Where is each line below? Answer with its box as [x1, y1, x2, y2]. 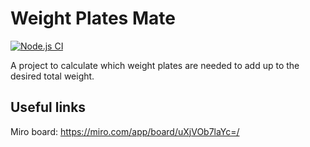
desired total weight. [10, 70, 95, 82]
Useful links [10, 99, 87, 116]
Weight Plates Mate [10, 7, 176, 30]
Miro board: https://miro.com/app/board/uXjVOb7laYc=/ [10, 125, 240, 137]
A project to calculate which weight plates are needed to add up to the [10, 59, 300, 71]
